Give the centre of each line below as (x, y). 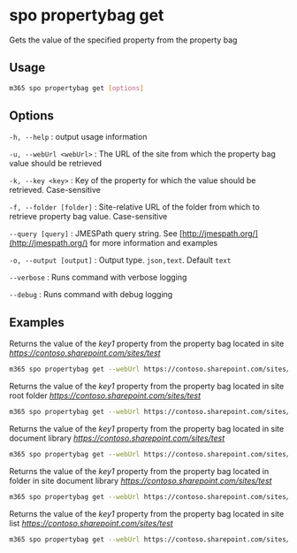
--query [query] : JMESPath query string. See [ (96, 234)
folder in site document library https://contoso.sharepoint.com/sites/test (141, 480)
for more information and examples (154, 243)
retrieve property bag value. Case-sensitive (88, 217)
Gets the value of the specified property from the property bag (123, 40)
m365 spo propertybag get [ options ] (76, 88)
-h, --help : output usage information (78, 137)
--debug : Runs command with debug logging (91, 295)
